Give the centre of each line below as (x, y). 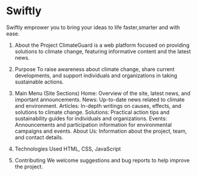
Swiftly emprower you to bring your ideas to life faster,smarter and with (93, 27)
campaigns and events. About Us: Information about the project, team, (101, 131)
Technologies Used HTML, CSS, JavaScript (68, 149)
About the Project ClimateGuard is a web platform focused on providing (102, 45)
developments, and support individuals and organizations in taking (96, 75)
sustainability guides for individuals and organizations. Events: (91, 118)
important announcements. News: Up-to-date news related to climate (100, 100)
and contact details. (39, 137)
